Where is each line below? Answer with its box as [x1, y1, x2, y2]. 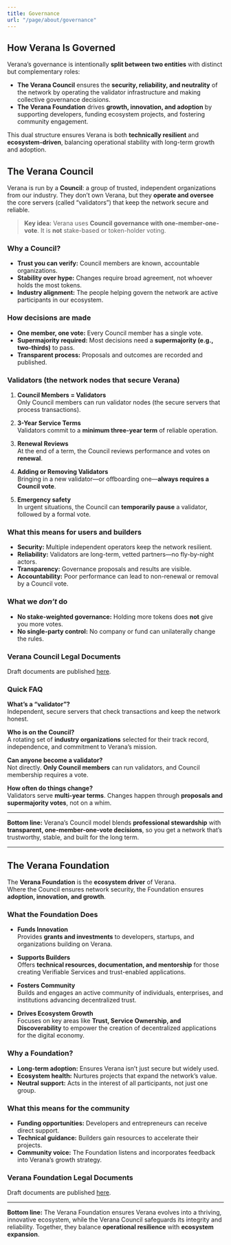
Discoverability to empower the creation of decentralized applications [16, 1024, 217, 1032]
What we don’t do [7, 597, 68, 606]
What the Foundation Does [7, 909, 98, 919]
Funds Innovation [16, 925, 69, 934]
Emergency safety [16, 495, 71, 504]
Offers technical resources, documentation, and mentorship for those [16, 960, 219, 969]
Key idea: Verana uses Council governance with [23, 219, 164, 227]
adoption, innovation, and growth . [7, 893, 107, 901]
